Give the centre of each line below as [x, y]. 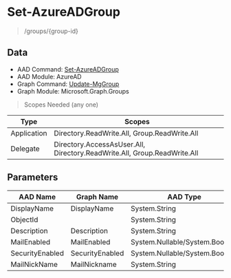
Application [29, 133]
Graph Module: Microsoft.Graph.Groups [73, 91]
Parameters [33, 177]
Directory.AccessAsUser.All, [100, 144]
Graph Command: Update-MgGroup [68, 84]
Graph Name [97, 197]
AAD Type [184, 197]
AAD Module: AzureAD [49, 76]
